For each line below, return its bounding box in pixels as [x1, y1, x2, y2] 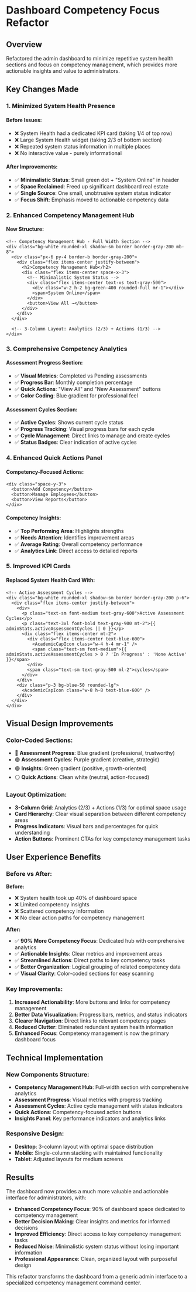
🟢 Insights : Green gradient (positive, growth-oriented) [14, 765, 147, 772]
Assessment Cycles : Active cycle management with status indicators [14, 1102, 183, 1109]
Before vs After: [6, 869, 53, 878]
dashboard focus [14, 1035, 56, 1043]
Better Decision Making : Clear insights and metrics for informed [14, 1218, 170, 1225]
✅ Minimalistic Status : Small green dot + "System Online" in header [14, 176, 180, 183]
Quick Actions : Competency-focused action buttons [14, 1109, 142, 1116]
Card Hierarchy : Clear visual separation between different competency [14, 810, 187, 817]
